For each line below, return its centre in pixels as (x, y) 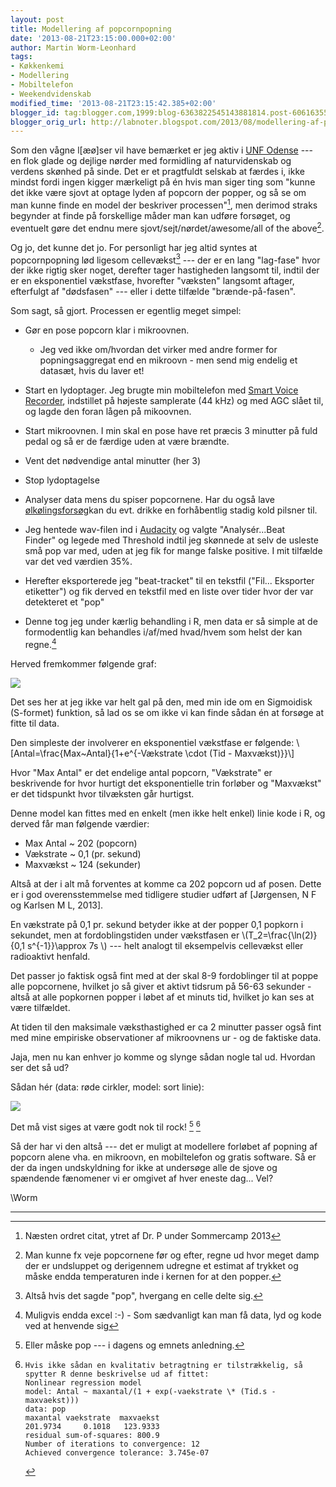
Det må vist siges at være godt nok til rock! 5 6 (106, 1126)
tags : (21, 57)
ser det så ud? (40, 1067)
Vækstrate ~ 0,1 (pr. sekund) (83, 853)
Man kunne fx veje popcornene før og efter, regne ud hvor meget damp (172, 1255)
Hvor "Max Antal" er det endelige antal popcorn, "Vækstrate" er (141, 772)
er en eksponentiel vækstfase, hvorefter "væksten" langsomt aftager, (152, 281)
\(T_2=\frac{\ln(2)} (279, 935)
